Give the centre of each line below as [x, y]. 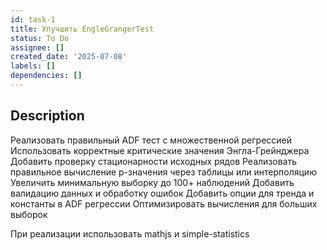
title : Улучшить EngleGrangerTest [82, 29]
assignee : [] [37, 47]
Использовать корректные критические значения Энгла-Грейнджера [160, 150]
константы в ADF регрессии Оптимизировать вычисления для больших [164, 203]
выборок [29, 214]
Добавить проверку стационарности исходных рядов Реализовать [153, 161]
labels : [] [33, 66]
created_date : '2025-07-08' [69, 57]
